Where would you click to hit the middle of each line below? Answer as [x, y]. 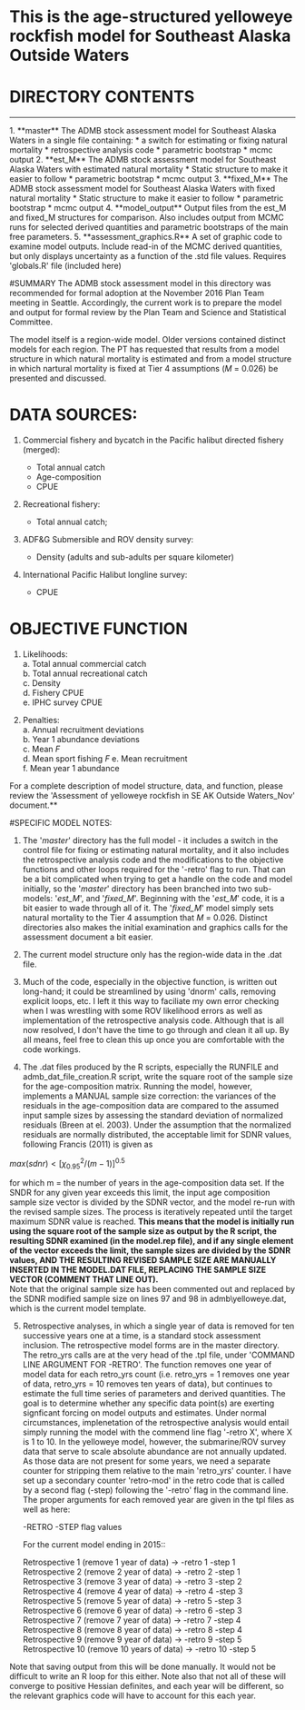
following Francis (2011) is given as [88, 1144]
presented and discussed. [58, 378]
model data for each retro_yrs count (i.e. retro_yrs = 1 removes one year [156, 1375]
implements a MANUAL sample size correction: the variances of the [149, 1096]
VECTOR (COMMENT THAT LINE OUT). [84, 1279]
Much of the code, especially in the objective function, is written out [150, 982]
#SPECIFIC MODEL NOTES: [61, 823]
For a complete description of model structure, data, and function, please [146, 786]
